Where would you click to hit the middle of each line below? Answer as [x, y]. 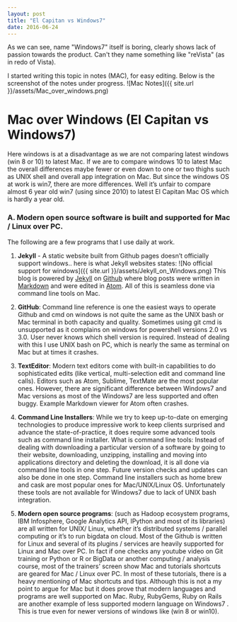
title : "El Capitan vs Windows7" [57, 21]
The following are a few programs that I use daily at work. [91, 242]
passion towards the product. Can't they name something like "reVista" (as [116, 54]
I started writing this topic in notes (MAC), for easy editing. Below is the [111, 76]
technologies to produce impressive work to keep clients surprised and [121, 425]
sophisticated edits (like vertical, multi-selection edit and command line [121, 373]
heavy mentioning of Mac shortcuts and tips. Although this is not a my [120, 581]
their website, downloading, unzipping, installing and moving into [112, 454]
